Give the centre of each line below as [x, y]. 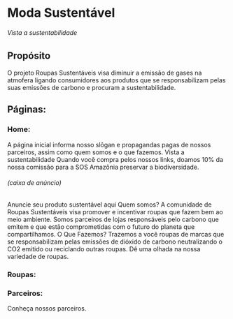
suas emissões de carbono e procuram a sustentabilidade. [92, 87]
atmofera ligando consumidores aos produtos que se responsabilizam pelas [116, 80]
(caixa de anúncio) [34, 183]
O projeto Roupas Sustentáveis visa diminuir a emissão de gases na [105, 73]
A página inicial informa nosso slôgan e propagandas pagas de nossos [109, 144]
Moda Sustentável [61, 13]
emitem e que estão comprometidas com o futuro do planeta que [101, 227]
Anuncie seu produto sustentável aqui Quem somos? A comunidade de [110, 205]
